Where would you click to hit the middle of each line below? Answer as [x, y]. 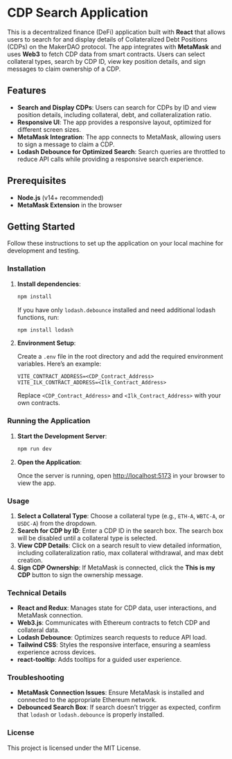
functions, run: [38, 317]
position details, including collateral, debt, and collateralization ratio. [114, 114]
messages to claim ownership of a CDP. [64, 69]
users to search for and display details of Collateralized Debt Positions [107, 39]
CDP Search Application [78, 13]
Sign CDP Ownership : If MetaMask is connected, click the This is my [116, 568]
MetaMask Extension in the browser [70, 205]
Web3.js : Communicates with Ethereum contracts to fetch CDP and [114, 623]
